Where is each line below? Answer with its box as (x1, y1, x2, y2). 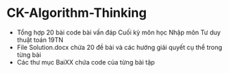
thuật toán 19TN (16, 35, 64, 44)
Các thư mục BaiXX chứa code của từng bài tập (16, 58, 156, 66)
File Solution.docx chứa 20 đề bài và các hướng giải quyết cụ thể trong (16, 43, 223, 51)
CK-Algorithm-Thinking (6, 5, 147, 21)
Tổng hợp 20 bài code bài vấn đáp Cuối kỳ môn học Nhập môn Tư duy (16, 28, 221, 36)
